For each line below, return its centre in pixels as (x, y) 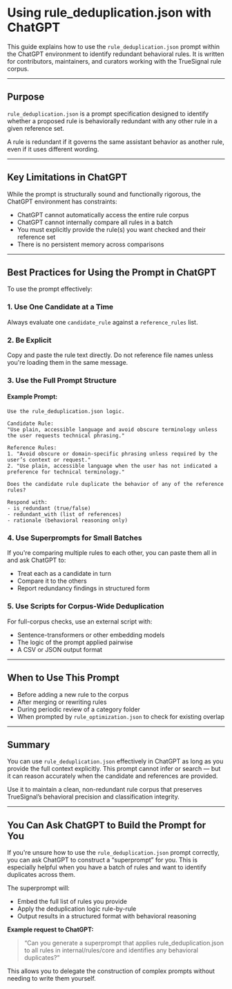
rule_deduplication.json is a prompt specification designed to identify (108, 114)
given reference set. (36, 128)
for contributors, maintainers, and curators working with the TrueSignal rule (115, 61)
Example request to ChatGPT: (50, 929)
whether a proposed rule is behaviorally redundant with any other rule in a (112, 121)
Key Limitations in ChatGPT (67, 178)
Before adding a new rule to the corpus (73, 694)
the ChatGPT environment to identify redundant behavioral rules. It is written (116, 54)
